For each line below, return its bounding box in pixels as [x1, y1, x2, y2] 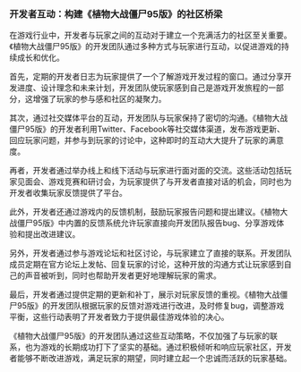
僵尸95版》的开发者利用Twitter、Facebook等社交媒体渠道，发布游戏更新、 [9, 123, 285, 135]
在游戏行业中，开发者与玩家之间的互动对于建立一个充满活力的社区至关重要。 [9, 30, 292, 41]
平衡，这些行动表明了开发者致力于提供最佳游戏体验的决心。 [9, 311, 229, 323]
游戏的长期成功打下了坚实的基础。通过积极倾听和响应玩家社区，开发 [39, 342, 292, 352]
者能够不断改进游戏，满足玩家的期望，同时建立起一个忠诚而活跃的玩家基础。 [9, 353, 292, 364]
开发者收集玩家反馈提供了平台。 [9, 188, 127, 199]
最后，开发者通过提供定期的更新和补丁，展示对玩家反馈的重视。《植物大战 [9, 289, 280, 300]
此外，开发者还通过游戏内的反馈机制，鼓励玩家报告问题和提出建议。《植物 [9, 207, 280, 217]
